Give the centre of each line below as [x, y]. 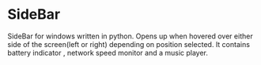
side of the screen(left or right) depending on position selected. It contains [129, 44]
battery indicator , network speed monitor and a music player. [108, 52]
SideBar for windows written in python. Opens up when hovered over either [130, 36]
